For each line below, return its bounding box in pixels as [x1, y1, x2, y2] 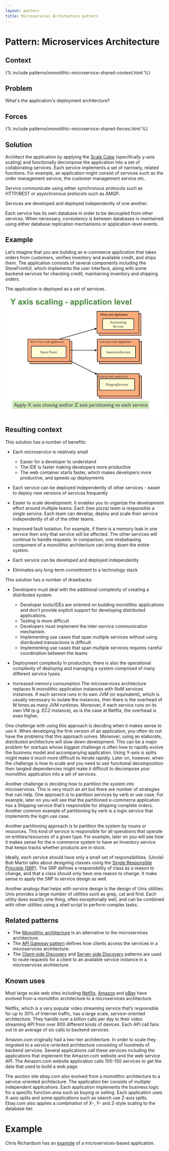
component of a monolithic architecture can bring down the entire [12, 542, 150, 548]
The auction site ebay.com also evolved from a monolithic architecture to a [5, 1074, 160, 1080]
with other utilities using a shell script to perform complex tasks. [5, 901, 139, 907]
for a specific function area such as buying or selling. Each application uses [5, 1089, 162, 1096]
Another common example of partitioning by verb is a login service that [5, 808, 153, 814]
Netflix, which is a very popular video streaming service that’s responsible [5, 1005, 159, 1011]
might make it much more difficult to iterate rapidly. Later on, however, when [5, 755, 164, 761]
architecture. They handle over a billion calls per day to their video [5, 1016, 143, 1022]
